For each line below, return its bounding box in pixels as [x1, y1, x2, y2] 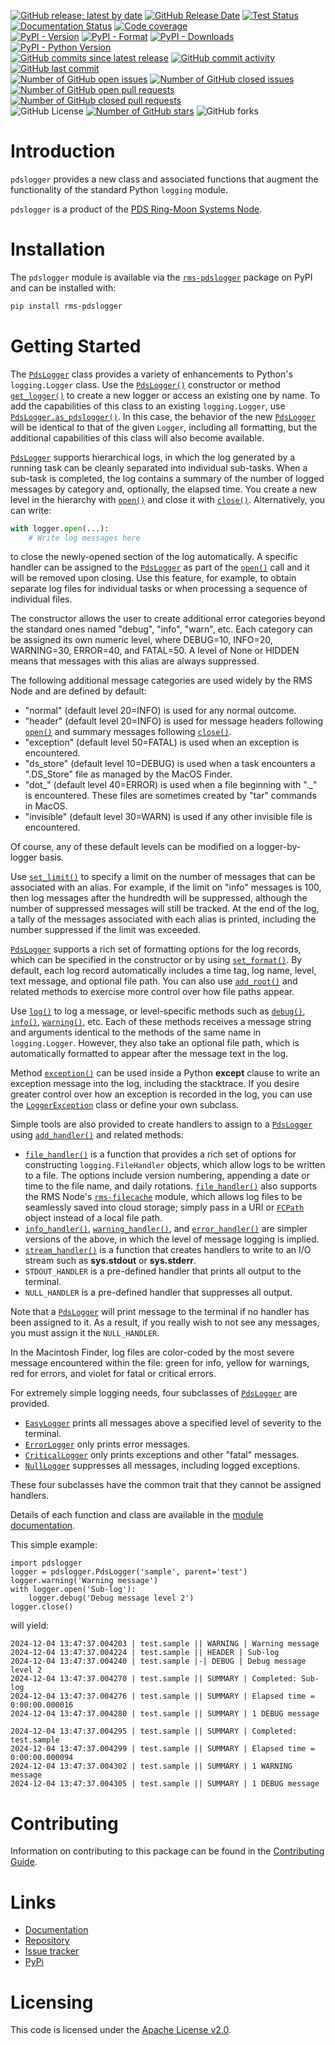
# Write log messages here [28, 533, 141, 543]
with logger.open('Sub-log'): [10, 1585, 137, 1595]
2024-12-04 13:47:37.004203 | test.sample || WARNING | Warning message [10, 1639, 320, 1649]
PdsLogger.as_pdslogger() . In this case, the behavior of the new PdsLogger [10, 410, 316, 422]
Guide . [10, 1856, 38, 1868]
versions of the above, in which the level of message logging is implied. [24, 1233, 320, 1245]
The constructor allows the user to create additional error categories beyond [10, 613, 326, 625]
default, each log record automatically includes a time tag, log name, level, [10, 965, 317, 977]
